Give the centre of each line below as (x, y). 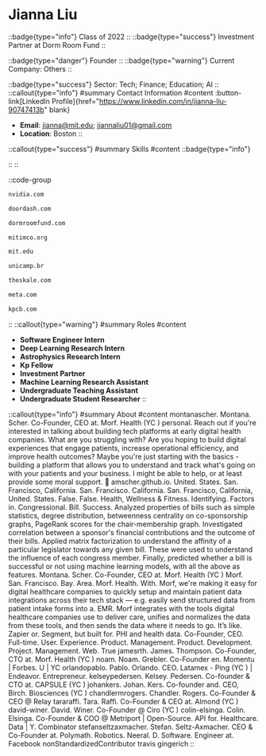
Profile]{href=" (75, 101)
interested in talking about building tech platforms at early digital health (125, 431)
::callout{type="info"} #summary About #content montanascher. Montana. (130, 414)
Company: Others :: (40, 68)
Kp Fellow (37, 365)
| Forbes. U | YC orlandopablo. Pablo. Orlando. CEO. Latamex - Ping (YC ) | (130, 667)
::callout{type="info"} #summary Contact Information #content (111, 92)
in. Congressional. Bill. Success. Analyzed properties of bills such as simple (132, 507)
